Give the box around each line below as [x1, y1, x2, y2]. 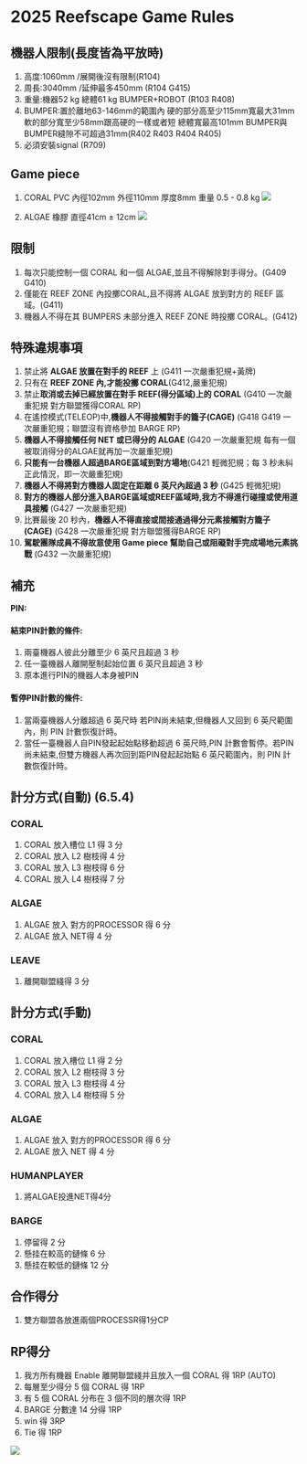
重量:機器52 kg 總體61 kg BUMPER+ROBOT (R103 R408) [23, 94, 236, 104]
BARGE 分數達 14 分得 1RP [23, 1405, 122, 1416]
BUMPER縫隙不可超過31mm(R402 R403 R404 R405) [23, 128, 222, 139]
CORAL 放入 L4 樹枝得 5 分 [23, 1089, 126, 1100]
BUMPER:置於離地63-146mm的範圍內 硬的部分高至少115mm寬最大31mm [23, 105, 295, 116]
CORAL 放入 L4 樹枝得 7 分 [23, 874, 125, 885]
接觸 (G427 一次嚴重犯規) [31, 503, 127, 514]
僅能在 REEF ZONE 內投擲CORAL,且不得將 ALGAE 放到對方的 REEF [23, 288, 274, 299]
